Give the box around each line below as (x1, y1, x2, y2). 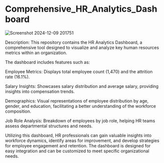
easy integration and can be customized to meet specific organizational (5, 148, 149, 154)
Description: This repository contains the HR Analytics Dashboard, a (5, 39, 142, 45)
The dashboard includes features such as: (5, 59, 90, 65)
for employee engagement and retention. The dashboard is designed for (5, 143, 151, 148)
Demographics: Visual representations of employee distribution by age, (5, 98, 149, 103)
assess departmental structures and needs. (5, 123, 93, 129)
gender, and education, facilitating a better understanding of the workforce (5, 103, 156, 109)
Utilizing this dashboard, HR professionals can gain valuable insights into (5, 132, 152, 138)
